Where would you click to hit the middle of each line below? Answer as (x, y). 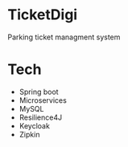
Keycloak (34, 125)
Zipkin (29, 134)
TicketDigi (43, 15)
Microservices (43, 100)
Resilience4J (40, 117)
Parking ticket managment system (64, 37)
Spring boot (39, 92)
